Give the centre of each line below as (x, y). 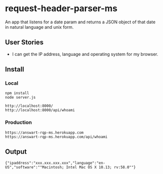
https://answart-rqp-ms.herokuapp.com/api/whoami (56, 137)
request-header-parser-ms (61, 9)
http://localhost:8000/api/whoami (40, 110)
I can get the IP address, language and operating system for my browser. (85, 54)
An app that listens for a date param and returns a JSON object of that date (80, 22)
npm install (17, 93)
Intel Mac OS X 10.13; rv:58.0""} (101, 167)
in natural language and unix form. (39, 27)
